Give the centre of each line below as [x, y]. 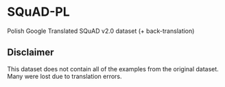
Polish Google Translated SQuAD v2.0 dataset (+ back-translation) [101, 31]
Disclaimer [31, 52]
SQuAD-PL [38, 12]
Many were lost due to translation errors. [64, 76]
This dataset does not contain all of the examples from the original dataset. [113, 69]
